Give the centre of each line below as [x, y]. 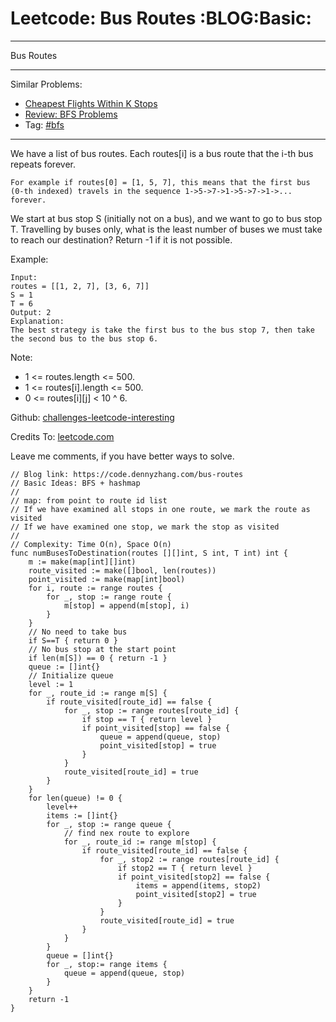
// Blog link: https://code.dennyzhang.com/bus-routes [127, 474]
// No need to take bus [78, 632]
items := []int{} [82, 815]
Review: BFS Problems [71, 114]
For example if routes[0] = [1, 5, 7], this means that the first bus [160, 182]
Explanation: [37, 321]
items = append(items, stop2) [198, 885]
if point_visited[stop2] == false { [194, 877]
